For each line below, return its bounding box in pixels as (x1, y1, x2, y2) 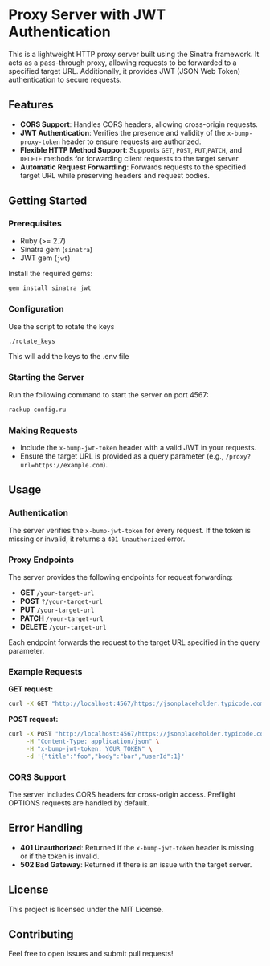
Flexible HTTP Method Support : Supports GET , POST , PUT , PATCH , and (19, 145, 243, 154)
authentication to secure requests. (8, 75, 122, 84)
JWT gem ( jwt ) (19, 253, 71, 263)
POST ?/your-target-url (19, 596, 103, 605)
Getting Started (8, 194, 88, 208)
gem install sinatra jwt (8, 284, 92, 292)
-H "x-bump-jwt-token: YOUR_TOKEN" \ (26, 744, 153, 752)
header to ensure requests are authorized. (61, 137, 202, 146)
